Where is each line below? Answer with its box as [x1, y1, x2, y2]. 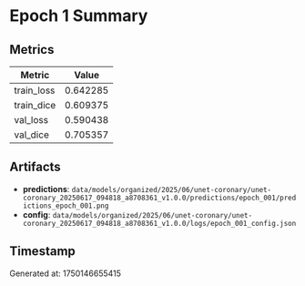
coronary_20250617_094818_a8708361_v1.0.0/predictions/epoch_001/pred [22, 193, 297, 202]
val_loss [14, 114, 48, 126]
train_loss [14, 84, 56, 97]
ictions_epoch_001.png [22, 201, 109, 210]
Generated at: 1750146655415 [9, 268, 121, 279]
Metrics [9, 42, 55, 57]
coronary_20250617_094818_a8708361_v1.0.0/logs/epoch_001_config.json [22, 219, 297, 228]
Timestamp [9, 243, 76, 260]
